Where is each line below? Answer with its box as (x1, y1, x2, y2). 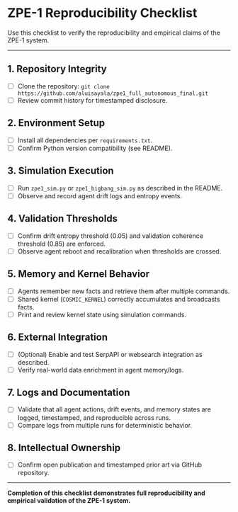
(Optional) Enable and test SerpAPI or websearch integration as (17, 350, 203, 358)
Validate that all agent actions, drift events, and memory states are (17, 405, 211, 414)
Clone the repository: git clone (17, 81, 110, 90)
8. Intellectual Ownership (7, 441, 121, 454)
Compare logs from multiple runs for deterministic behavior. (17, 421, 193, 429)
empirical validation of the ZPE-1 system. (7, 496, 131, 505)
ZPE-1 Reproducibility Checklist (7, 5, 198, 21)
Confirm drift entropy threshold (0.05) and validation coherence (17, 232, 204, 240)
